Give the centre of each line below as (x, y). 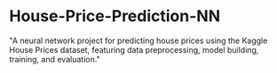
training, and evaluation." (55, 59)
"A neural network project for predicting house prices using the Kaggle (138, 40)
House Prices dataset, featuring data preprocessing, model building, (134, 49)
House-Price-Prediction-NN (115, 16)
